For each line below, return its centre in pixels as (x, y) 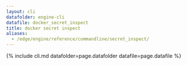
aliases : (17, 34)
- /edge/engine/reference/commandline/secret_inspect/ (80, 39)
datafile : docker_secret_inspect (47, 22)
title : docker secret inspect (43, 28)
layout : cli (21, 12)
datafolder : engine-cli (36, 17)
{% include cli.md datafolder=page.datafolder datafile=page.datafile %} (94, 56)
